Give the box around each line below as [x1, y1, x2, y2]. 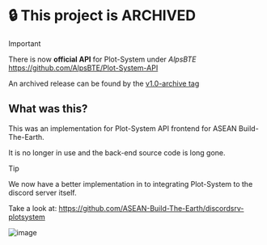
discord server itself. [8, 188, 77, 197]
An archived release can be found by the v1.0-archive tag [8, 78, 200, 88]
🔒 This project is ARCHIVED [8, 6, 197, 25]
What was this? [8, 102, 88, 116]
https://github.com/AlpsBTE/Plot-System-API [8, 62, 159, 73]
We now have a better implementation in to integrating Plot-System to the [8, 179, 253, 188]
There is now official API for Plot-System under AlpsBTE [8, 54, 197, 64]
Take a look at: [8, 203, 57, 213]
